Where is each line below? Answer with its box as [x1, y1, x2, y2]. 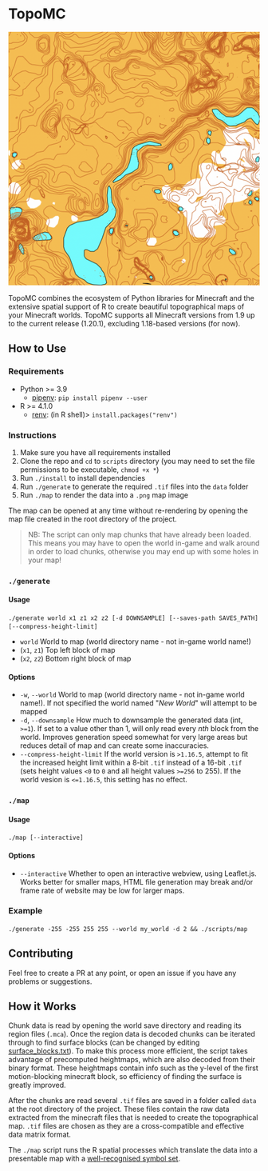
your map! [27, 555, 61, 565]
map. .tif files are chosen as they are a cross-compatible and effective [8, 1121, 245, 1131]
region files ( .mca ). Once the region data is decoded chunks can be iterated [8, 1029, 255, 1039]
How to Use [8, 342, 67, 356]
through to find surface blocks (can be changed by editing [8, 1037, 200, 1048]
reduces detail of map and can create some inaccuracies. [19, 741, 210, 750]
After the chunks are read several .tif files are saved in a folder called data [8, 1096, 257, 1105]
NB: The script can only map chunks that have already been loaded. [27, 530, 251, 539]
